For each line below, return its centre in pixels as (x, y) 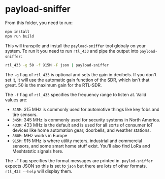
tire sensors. (25, 115)
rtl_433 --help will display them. (39, 171)
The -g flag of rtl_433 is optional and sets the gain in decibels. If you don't (81, 74)
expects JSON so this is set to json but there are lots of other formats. (76, 166)
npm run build (20, 36)
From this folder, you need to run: (39, 23)
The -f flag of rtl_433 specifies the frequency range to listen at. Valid (76, 94)
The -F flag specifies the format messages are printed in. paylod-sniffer (79, 160)
